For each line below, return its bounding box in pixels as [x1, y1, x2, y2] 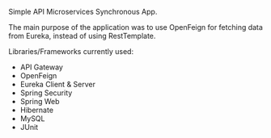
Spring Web [19, 97, 60, 106]
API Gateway [19, 62, 63, 72]
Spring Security [19, 88, 73, 98]
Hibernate [19, 105, 54, 115]
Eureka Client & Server [19, 80, 95, 89]
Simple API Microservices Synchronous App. [8, 7, 158, 16]
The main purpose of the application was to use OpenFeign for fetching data [8, 23, 263, 31]
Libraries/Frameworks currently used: [8, 47, 134, 56]
